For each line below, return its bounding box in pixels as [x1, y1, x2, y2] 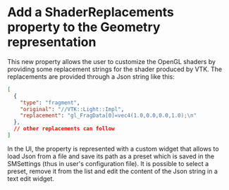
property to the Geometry [7, 19, 161, 35]
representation [7, 34, 97, 50]
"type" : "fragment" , [20, 99, 80, 106]
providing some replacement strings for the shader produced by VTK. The [7, 65, 223, 73]
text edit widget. [7, 174, 55, 183]
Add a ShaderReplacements [7, 4, 175, 20]
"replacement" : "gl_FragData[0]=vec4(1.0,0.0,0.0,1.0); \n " [20, 112, 197, 120]
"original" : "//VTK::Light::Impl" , [20, 106, 125, 113]
